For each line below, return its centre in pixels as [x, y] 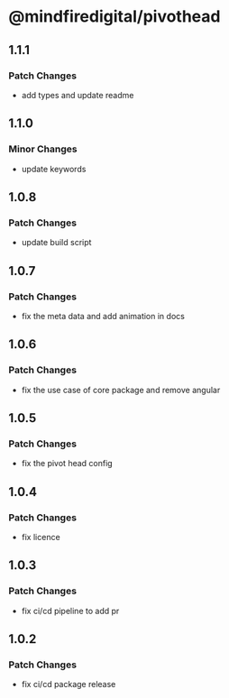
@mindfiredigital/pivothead [114, 17]
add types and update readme [78, 95]
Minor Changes [43, 149]
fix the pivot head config [67, 464]
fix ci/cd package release [69, 684]
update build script [56, 243]
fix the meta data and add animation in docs [103, 316]
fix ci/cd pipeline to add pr [70, 611]
